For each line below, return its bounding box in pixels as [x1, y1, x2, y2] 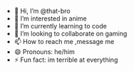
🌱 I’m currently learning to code [14, 22, 107, 30]
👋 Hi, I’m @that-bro [14, 7, 71, 15]
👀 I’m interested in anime [14, 14, 87, 23]
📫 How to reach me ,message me [14, 38, 115, 45]
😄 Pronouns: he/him [14, 48, 75, 56]
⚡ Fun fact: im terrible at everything [14, 55, 118, 64]
